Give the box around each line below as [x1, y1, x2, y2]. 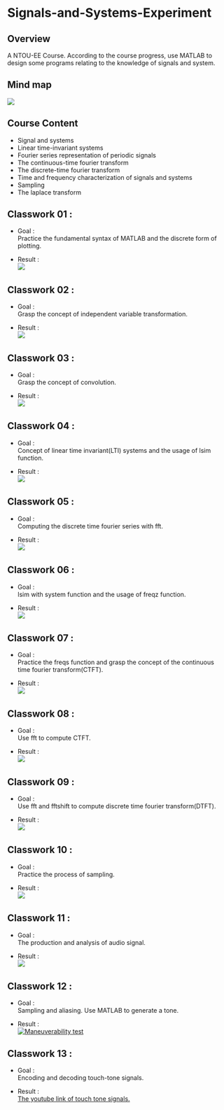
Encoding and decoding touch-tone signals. [17, 1074, 144, 1082]
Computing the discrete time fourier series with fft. [17, 521, 163, 530]
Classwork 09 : [7, 775, 75, 788]
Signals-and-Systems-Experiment [7, 5, 212, 21]
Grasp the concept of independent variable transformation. [17, 310, 188, 318]
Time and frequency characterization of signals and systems [17, 173, 192, 181]
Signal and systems [17, 136, 74, 144]
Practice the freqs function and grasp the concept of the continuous [17, 658, 215, 666]
